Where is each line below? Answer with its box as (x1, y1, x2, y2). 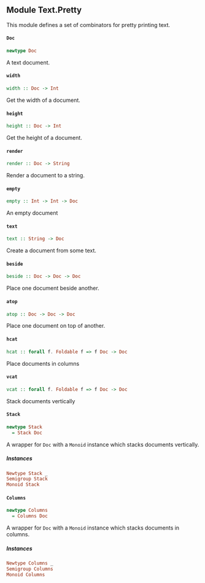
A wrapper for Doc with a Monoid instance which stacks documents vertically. (6, 441, 199, 448)
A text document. (6, 58, 50, 66)
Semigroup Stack (6, 476, 48, 482)
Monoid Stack (6, 482, 40, 488)
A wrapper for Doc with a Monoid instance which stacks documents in (6, 524, 180, 531)
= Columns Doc (12, 513, 48, 519)
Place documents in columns (6, 360, 80, 367)
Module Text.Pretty (6, 5, 82, 15)
